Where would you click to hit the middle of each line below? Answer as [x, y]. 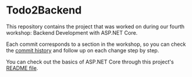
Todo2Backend [44, 10]
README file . [22, 68]
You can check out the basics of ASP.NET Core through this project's [90, 62]
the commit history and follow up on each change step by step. [83, 50]
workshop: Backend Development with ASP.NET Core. [72, 32]
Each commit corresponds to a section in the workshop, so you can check [96, 44]
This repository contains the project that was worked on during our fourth [95, 26]
